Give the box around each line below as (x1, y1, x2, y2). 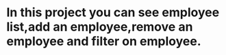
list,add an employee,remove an (6, 19, 193, 35)
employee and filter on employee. (6, 34, 201, 49)
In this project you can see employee (6, 5, 220, 20)
